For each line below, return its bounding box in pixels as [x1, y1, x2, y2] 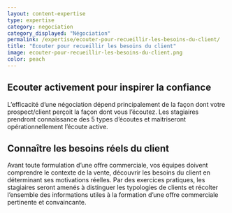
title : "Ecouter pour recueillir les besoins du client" [7, 43, 177, 50]
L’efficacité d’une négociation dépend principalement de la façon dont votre [7, 100, 226, 108]
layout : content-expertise [7, 10, 86, 17]
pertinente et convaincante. [7, 198, 87, 207]
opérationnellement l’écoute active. [7, 122, 108, 131]
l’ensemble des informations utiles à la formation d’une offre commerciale [7, 191, 219, 199]
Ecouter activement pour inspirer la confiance [7, 82, 212, 94]
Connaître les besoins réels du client [7, 142, 170, 154]
